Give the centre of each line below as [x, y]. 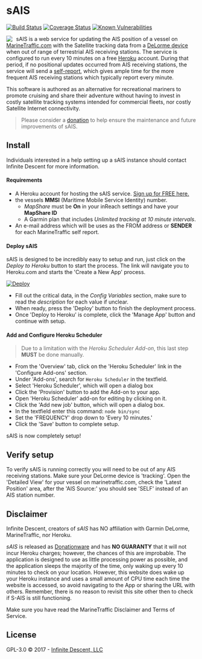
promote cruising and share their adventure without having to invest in [93, 95]
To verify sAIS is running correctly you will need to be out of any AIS [91, 470]
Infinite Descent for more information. [53, 166]
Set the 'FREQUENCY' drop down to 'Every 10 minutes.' [84, 418]
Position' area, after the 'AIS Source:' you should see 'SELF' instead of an [97, 489]
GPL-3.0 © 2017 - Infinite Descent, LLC [55, 649]
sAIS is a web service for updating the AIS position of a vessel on [97, 39]
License [21, 635]
